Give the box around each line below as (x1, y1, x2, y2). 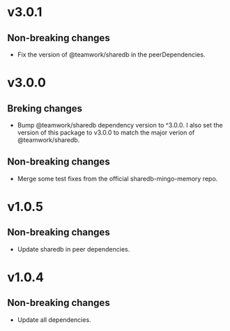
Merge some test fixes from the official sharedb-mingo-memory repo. (17, 174, 218, 183)
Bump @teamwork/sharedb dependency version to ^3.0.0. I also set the (17, 121, 223, 129)
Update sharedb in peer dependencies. (17, 245, 130, 253)
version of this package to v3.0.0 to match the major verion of (17, 128, 195, 137)
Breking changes (7, 102, 82, 114)
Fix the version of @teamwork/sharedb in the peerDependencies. (17, 50, 206, 59)
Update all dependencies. (17, 315, 92, 324)
